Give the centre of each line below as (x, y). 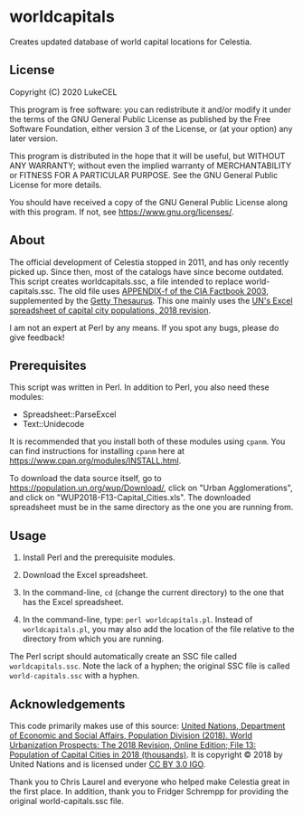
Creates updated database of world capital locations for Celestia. (131, 42)
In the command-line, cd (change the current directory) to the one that (153, 592)
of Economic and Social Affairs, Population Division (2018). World (131, 735)
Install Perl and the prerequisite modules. (99, 557)
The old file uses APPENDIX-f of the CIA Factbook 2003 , (163, 290)
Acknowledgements (67, 704)
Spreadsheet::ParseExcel (69, 414)
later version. (34, 138)
